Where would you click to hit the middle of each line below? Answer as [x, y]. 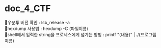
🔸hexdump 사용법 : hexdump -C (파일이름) [47, 28]
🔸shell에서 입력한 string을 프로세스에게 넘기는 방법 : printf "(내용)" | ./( [73, 34]
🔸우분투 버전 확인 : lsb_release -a [37, 22]
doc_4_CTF [28, 8]
